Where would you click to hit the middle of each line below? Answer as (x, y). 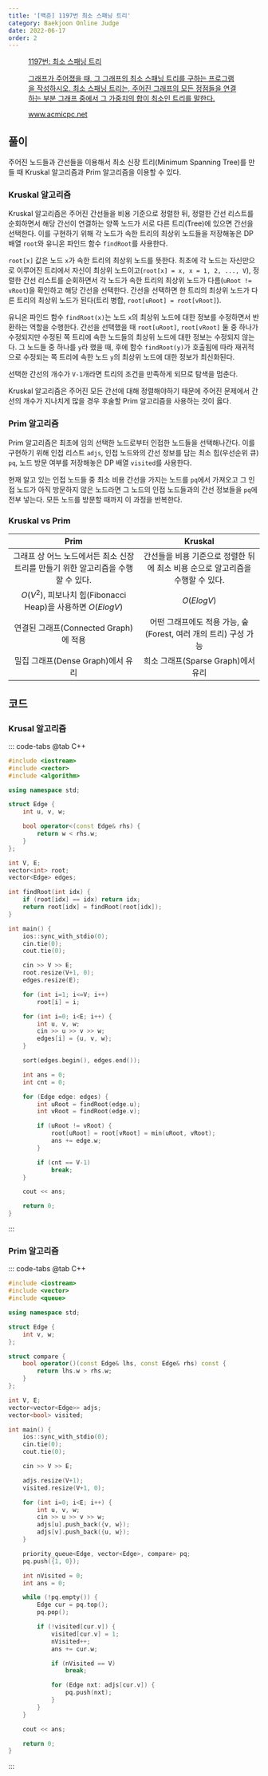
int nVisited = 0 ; (53, 1576)
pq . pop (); (53, 1613)
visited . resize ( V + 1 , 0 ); (64, 1488)
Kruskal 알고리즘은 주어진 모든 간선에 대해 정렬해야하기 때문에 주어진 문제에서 (129, 391)
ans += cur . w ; (74, 1649)
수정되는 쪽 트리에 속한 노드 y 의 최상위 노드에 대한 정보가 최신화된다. (129, 357)
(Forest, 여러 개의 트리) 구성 (195, 634)
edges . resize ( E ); (51, 981)
